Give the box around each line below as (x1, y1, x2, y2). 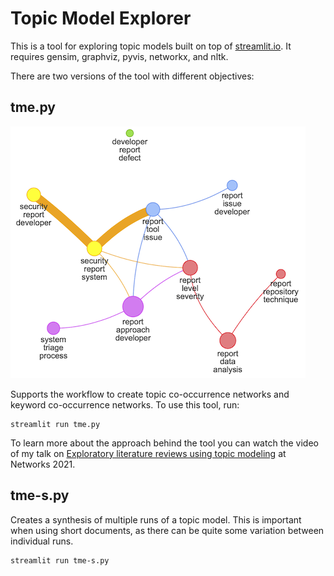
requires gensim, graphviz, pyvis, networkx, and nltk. (10, 50, 229, 62)
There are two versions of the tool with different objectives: (10, 70, 255, 82)
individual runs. (10, 535, 74, 547)
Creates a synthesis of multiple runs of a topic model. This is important (10, 513, 302, 526)
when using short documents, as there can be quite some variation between (10, 524, 325, 536)
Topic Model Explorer (10, 7, 192, 30)
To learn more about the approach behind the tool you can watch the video (10, 437, 319, 449)
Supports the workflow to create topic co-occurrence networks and (10, 388, 290, 400)
